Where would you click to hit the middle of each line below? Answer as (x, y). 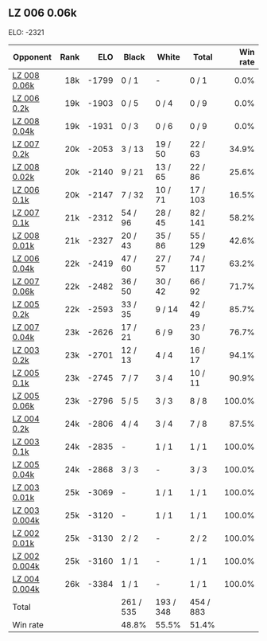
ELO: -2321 (26, 32)
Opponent (32, 57)
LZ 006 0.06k (43, 13)
